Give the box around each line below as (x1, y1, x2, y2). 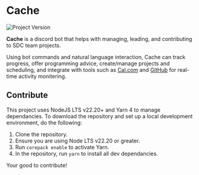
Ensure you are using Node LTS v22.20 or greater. (15, 137, 140, 144)
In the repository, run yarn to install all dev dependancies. (15, 150, 158, 157)
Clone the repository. (15, 130, 68, 138)
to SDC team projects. (6, 42, 62, 49)
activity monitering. (18, 72, 67, 80)
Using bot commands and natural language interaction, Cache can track (6, 53, 186, 60)
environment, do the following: (6, 119, 83, 126)
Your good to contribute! (6, 161, 68, 169)
